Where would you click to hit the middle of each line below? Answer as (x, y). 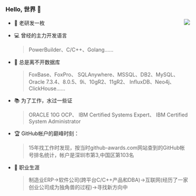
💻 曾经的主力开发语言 (41, 36)
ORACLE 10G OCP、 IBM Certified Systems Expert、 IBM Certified (108, 115)
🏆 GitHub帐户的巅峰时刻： (47, 133)
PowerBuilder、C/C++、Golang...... (71, 50)
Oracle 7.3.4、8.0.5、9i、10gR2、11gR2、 (78, 82)
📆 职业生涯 (27, 167)
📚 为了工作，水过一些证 (43, 101)
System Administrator (55, 122)
